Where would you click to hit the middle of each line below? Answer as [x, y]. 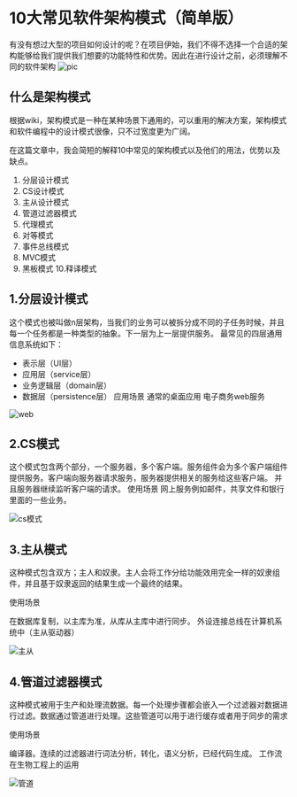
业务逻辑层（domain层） [67, 385]
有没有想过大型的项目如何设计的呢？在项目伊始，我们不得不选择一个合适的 [145, 44]
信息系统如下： [36, 344]
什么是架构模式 [50, 97]
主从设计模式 [45, 202]
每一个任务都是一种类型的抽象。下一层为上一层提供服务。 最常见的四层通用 [146, 333]
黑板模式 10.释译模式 [59, 268]
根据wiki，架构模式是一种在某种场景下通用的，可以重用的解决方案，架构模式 [148, 120]
